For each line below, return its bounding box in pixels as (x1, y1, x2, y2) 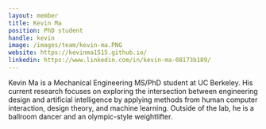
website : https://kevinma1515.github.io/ (8, 49, 148, 57)
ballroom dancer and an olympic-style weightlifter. (8, 111, 173, 121)
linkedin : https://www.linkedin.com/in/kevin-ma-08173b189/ (8, 57, 212, 64)
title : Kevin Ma (8, 19, 62, 27)
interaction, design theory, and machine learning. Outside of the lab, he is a (8, 103, 254, 112)
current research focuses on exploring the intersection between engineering (8, 86, 258, 96)
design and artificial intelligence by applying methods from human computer (8, 95, 258, 104)
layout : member (8, 11, 59, 20)
